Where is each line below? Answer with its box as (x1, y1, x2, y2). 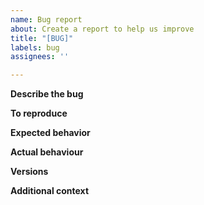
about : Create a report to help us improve (10, 24, 195, 34)
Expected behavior (10, 127, 91, 139)
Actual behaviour (10, 146, 84, 158)
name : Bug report (10, 14, 83, 25)
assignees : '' (10, 52, 70, 62)
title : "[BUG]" (10, 33, 74, 43)
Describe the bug (10, 88, 84, 100)
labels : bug (10, 42, 60, 53)
